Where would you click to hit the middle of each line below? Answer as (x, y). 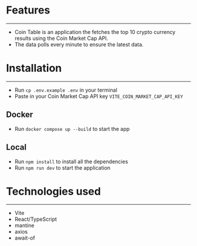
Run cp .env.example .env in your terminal (66, 90)
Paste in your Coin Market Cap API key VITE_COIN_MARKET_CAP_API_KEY (99, 96)
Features (28, 10)
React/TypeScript (36, 219)
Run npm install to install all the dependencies (71, 161)
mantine (24, 225)
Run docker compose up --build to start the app (72, 129)
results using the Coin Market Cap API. (61, 38)
